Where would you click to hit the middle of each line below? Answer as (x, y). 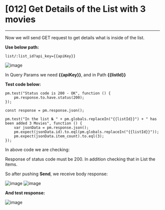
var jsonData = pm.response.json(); (52, 128)
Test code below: (23, 84)
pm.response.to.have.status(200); (49, 97)
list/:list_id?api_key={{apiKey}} (41, 56)
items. (11, 164)
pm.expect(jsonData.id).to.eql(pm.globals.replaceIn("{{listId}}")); (87, 132)
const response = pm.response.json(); (45, 110)
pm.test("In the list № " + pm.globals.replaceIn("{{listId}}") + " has (81, 119)
